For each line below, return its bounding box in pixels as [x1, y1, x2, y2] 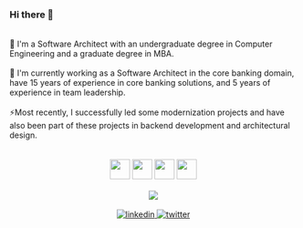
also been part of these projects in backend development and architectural [9, 120, 290, 131]
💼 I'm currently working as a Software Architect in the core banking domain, [9, 67, 295, 78]
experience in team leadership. [9, 87, 126, 98]
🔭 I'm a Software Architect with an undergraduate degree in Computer [9, 38, 273, 49]
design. [9, 130, 38, 140]
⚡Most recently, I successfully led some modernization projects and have [9, 107, 285, 118]
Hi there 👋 [9, 8, 55, 21]
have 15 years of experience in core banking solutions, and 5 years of [9, 78, 271, 88]
